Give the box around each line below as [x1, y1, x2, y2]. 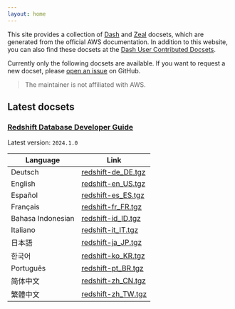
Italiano [11, 225, 36, 235]
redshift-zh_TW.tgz [81, 289, 147, 299]
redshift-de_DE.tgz [81, 167, 146, 177]
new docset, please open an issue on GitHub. [7, 66, 141, 75]
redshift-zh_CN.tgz [81, 276, 146, 286]
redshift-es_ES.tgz [81, 190, 145, 200]
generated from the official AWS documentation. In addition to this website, [7, 37, 228, 46]
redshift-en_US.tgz [81, 179, 146, 189]
